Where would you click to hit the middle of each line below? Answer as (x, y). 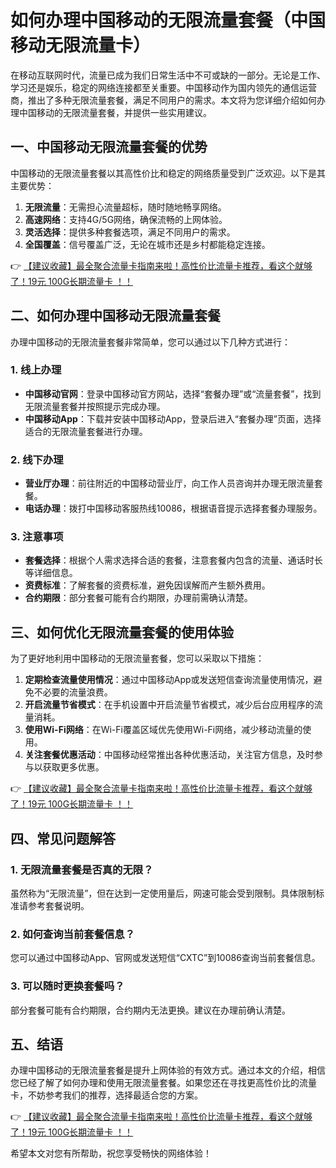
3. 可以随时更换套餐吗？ (67, 986)
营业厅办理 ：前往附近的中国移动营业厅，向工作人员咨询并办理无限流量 (169, 483)
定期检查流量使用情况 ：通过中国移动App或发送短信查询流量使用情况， (169, 680)
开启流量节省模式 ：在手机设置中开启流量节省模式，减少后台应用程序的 (169, 705)
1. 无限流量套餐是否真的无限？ (82, 869)
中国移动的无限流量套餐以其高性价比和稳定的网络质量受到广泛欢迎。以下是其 (168, 173)
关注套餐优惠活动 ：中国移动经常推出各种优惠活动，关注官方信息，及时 (169, 755)
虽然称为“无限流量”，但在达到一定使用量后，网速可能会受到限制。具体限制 (163, 893)
